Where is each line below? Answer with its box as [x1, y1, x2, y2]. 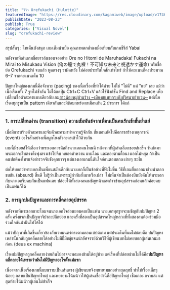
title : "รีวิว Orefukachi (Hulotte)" [5, 7, 79, 13]
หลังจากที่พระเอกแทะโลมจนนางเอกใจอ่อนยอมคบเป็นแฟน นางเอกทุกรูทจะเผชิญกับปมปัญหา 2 [5, 208, 159, 214]
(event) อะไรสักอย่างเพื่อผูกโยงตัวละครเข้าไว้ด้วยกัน [5, 135, 93, 141]
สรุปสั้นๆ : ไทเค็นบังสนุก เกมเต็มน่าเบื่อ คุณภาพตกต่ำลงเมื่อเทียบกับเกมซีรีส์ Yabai [5, 45, 141, 51]
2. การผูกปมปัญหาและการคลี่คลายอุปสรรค [5, 196, 87, 203]
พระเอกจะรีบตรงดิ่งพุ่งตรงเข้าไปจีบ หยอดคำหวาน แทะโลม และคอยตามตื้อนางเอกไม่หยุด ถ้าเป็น [5, 150, 160, 157]
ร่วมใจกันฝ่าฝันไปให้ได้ [5, 219, 43, 225]
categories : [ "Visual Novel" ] [5, 26, 69, 31]
